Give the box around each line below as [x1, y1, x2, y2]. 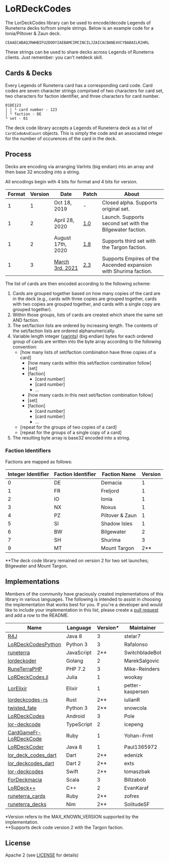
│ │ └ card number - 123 [5, 107, 57, 112]
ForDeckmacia [8, 776, 42, 783]
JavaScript [66, 649, 92, 656]
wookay [124, 673, 143, 680]
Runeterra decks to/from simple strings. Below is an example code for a [5, 25, 154, 31]
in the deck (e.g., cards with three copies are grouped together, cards [12, 296, 157, 302]
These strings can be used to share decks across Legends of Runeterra [5, 49, 154, 55]
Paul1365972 [124, 743, 157, 750]
